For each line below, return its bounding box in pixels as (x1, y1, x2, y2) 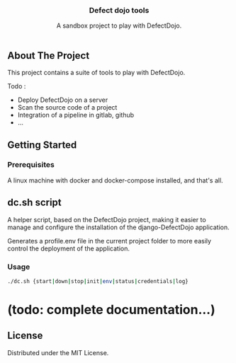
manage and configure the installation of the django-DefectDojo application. (7, 223, 230, 231)
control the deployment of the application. (7, 244, 130, 253)
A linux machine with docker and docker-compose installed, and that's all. (7, 175, 223, 185)
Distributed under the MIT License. (7, 348, 109, 357)
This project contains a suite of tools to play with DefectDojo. (7, 69, 186, 77)
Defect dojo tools (89, 5, 150, 15)
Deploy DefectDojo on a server (17, 96, 108, 104)
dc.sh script (7, 197, 62, 209)
